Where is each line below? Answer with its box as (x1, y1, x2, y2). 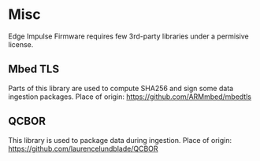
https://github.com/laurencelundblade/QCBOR (8, 144, 159, 153)
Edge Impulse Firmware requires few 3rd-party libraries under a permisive (8, 31, 250, 41)
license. (8, 39, 34, 49)
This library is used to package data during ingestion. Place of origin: (8, 135, 232, 145)
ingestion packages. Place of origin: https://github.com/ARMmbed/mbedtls (8, 92, 252, 101)
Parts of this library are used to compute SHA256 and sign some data (8, 83, 234, 93)
